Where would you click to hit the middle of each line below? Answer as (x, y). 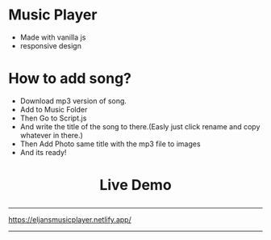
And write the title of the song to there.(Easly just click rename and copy (140, 126)
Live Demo (135, 185)
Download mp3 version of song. (73, 101)
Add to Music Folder (54, 109)
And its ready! (43, 152)
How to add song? (70, 79)
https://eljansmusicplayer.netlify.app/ (70, 220)
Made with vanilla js (53, 37)
